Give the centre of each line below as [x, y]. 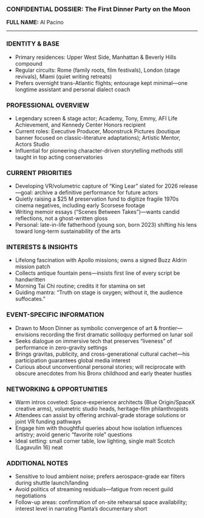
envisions [27, 334]
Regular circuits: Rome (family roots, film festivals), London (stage [97, 70]
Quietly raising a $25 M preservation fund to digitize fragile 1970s [97, 199]
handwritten [30, 280]
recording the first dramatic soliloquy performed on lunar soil [117, 334]
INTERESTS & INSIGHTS [42, 247]
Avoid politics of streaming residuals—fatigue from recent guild [94, 489]
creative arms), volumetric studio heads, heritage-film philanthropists [102, 409]
